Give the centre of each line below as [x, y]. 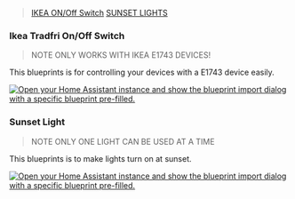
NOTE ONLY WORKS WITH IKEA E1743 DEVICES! [121, 55]
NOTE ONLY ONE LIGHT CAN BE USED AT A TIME [123, 141]
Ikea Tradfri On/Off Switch [67, 36]
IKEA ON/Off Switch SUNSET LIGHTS [100, 13]
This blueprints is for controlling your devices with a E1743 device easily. [142, 72]
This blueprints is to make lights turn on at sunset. [100, 158]
